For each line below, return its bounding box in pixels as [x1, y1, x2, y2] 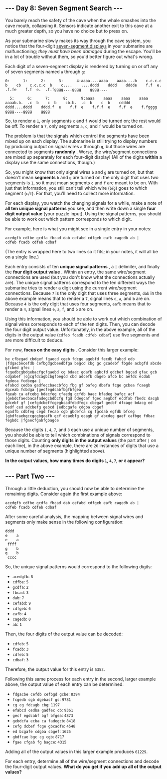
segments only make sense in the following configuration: [5, 519, 124, 525]
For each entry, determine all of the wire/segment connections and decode [5, 758, 160, 764]
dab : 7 [12, 594, 24, 600]
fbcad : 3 [12, 589, 29, 595]
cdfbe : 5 [12, 578, 29, 585]
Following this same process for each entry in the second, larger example [5, 676, 156, 682]
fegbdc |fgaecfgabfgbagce [5, 418, 59, 423]
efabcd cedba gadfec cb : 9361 [12, 707, 73, 713]
